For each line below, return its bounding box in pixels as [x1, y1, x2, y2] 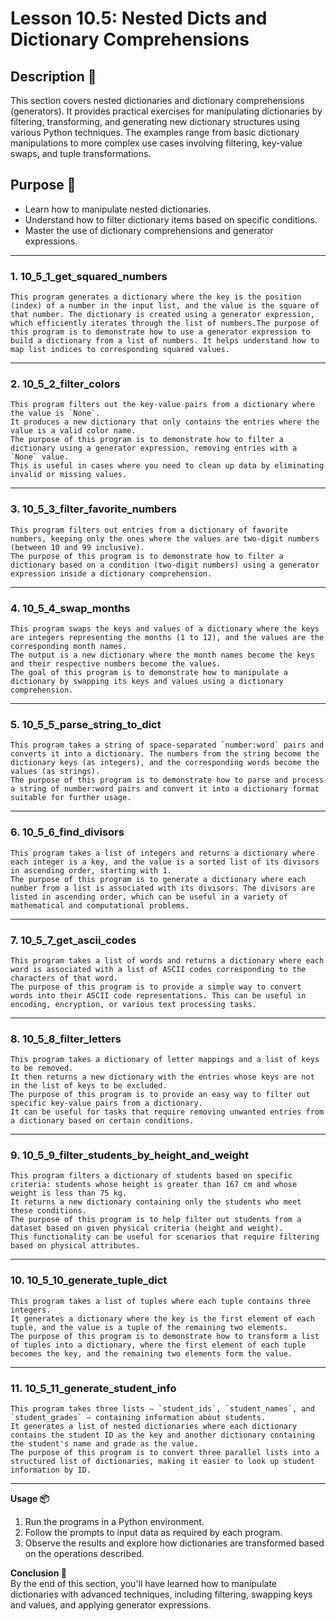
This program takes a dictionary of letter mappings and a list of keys [10, 1055, 320, 1065]
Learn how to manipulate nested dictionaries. [24, 203, 212, 215]
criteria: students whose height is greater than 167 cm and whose [10, 1180, 298, 1190]
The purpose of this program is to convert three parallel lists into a [10, 1448, 320, 1458]
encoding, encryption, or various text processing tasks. [10, 999, 257, 1009]
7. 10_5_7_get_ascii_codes [10, 933, 137, 947]
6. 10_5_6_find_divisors [10, 825, 125, 839]
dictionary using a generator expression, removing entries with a [10, 443, 298, 454]
